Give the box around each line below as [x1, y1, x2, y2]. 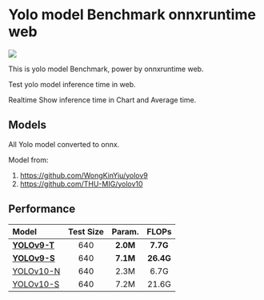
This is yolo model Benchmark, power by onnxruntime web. [8, 64, 204, 74]
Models [8, 118, 46, 132]
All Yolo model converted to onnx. [8, 139, 120, 149]
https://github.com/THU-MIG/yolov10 [19, 178, 143, 189]
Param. [111, 226, 139, 237]
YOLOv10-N [12, 266, 61, 277]
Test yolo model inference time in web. [8, 79, 136, 89]
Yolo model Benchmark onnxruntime [8, 6, 256, 24]
